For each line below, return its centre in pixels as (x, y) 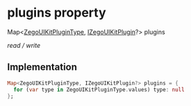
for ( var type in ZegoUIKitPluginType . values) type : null (99, 89)
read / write (24, 45)
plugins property (57, 13)
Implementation (42, 67)
